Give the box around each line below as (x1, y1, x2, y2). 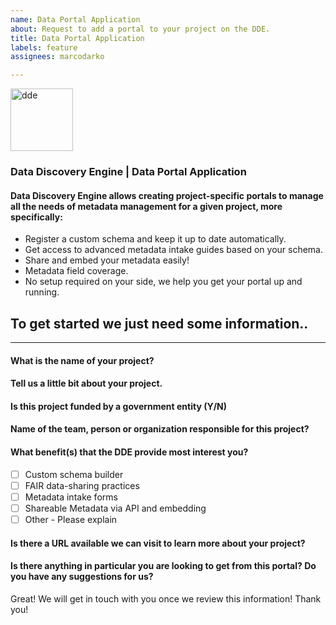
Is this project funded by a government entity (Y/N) (10, 400, 228, 412)
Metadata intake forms (24, 491, 118, 503)
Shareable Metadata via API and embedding (24, 502, 207, 514)
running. (24, 286, 60, 298)
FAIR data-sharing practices (24, 479, 140, 491)
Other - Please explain (24, 513, 118, 525)
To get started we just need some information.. (10, 315, 309, 332)
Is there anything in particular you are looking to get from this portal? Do (10, 560, 317, 572)
